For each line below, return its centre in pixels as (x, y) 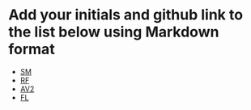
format (32, 49)
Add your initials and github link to (126, 15)
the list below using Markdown (114, 32)
